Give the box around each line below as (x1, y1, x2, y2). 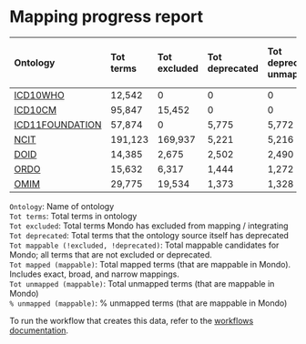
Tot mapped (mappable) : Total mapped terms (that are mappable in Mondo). (9, 258, 291, 269)
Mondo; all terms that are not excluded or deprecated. (9, 248, 212, 260)
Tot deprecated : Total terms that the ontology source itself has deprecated (9, 229, 290, 240)
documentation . (9, 325, 69, 336)
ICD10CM (14, 103, 57, 116)
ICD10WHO (14, 88, 66, 101)
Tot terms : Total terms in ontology (9, 210, 138, 221)
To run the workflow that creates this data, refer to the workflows (9, 315, 254, 326)
